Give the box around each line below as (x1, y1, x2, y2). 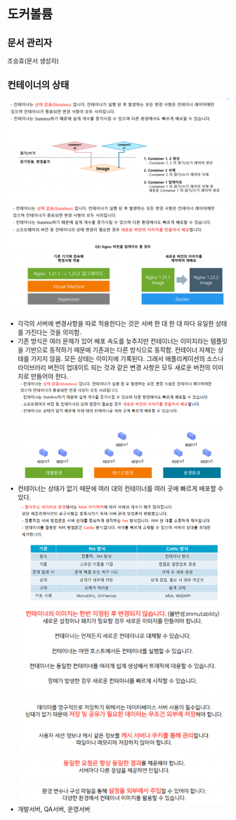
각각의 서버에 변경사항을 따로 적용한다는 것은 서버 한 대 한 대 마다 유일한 (17, 319, 214, 327)
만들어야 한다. (30, 372, 69, 380)
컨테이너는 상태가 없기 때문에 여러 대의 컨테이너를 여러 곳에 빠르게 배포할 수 (17, 484, 224, 493)
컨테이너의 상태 (7, 79, 70, 92)
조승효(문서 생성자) (7, 57, 60, 65)
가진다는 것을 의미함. (25, 328, 82, 336)
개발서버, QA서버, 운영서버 (17, 805, 91, 813)
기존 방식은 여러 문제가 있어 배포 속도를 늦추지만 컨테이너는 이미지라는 (17, 336, 209, 345)
